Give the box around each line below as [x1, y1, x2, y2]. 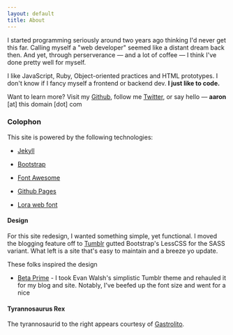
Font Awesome [17, 173, 61, 182]
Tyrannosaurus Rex [7, 304, 66, 313]
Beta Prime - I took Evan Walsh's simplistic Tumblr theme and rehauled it [17, 274, 227, 282]
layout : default [7, 10, 54, 17]
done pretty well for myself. [7, 58, 87, 66]
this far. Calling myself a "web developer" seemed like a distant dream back [7, 43, 225, 52]
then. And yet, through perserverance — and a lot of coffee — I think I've [7, 50, 217, 59]
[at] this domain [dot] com [7, 100, 82, 108]
